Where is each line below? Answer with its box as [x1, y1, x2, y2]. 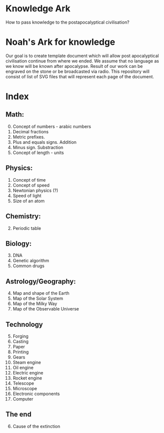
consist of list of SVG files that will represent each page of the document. [5, 73, 154, 79]
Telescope [12, 380, 34, 386]
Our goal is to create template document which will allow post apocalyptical [5, 53, 159, 59]
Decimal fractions [12, 128, 49, 134]
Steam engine [12, 359, 41, 365]
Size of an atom [12, 198, 45, 204]
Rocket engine [12, 375, 42, 381]
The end [5, 410, 32, 419]
